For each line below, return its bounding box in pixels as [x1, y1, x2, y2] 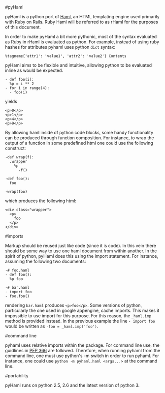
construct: [5, 145, 26, 151]
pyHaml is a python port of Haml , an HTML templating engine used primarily [5, 14, 160, 19]
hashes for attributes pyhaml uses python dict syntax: [5, 44, 116, 50]
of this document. [5, 24, 41, 30]
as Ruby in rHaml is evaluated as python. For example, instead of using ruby [5, 39, 159, 45]
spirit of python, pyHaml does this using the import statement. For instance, [5, 253, 159, 259]
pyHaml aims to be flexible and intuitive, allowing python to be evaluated [5, 62, 152, 68]
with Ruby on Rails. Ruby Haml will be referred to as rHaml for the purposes [5, 19, 159, 25]
